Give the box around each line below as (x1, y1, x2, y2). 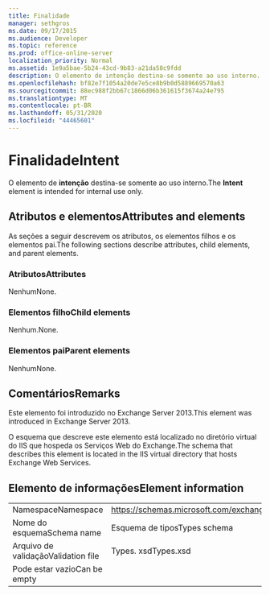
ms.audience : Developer (8, 34, 88, 43)
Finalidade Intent (8, 151, 120, 170)
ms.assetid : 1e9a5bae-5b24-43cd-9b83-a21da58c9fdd (8, 64, 182, 72)
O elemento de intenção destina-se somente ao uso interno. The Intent (8, 178, 243, 188)
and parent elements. (8, 248, 79, 258)
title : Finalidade (8, 11, 70, 20)
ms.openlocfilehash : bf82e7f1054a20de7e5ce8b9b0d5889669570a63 (8, 79, 225, 87)
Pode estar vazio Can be (12, 564, 103, 575)
